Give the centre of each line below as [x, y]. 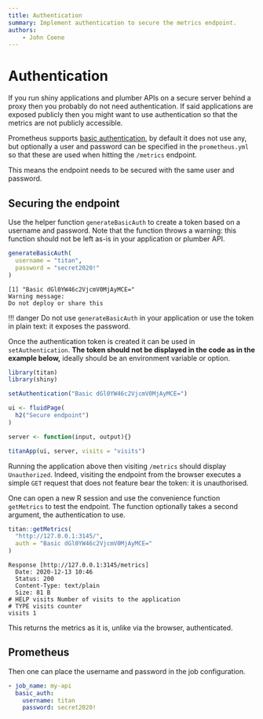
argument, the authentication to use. [67, 515]
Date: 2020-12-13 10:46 [54, 572]
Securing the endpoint [64, 203]
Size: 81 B [33, 592]
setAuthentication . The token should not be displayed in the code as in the [131, 350]
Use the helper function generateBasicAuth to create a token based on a [124, 222]
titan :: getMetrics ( [40, 529]
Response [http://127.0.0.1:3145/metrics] [79, 565]
